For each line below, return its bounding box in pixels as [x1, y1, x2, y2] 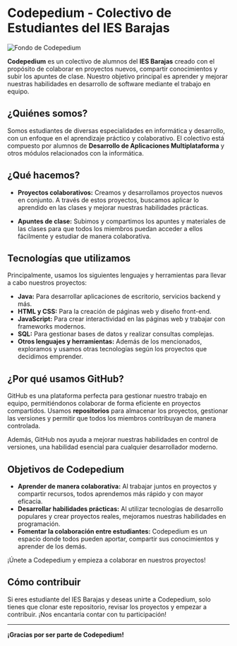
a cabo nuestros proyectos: [7, 278, 87, 287]
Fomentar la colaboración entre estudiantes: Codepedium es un [17, 527, 208, 535]
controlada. [7, 422, 41, 430]
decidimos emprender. [17, 352, 83, 361]
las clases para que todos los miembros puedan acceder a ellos [17, 224, 203, 233]
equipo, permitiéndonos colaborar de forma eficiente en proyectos [7, 399, 201, 408]
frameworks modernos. [17, 322, 86, 331]
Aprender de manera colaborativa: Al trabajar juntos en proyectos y [17, 482, 217, 491]
